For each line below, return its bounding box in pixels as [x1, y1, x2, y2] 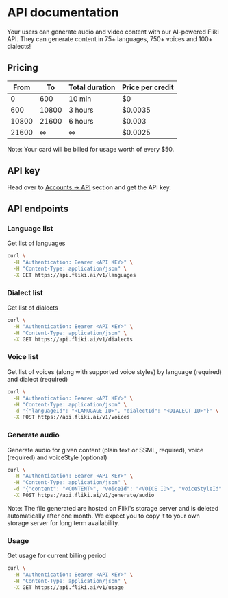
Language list [7, 223, 53, 233]
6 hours [68, 116, 94, 126]
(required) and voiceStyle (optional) [7, 453, 107, 461]
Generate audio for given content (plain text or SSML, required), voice [7, 446, 204, 454]
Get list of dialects [7, 303, 58, 312]
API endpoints [7, 203, 69, 214]
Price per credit [122, 82, 174, 92]
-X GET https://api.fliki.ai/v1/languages [13, 271, 136, 279]
